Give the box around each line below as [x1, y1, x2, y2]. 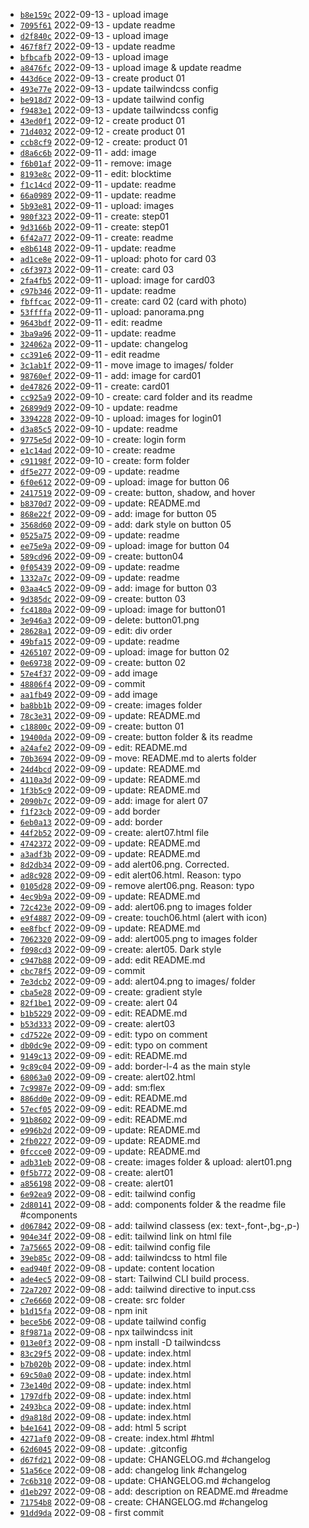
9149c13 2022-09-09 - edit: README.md [19, 1050, 188, 1061]
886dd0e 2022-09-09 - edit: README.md [19, 1092, 188, 1104]
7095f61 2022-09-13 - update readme [19, 19, 176, 31]
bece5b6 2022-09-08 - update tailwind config [19, 1315, 207, 1327]
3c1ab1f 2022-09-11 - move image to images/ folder [19, 359, 234, 371]
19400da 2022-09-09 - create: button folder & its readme [19, 731, 253, 743]
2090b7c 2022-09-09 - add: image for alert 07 [19, 795, 208, 806]
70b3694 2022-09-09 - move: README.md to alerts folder [19, 752, 257, 764]
